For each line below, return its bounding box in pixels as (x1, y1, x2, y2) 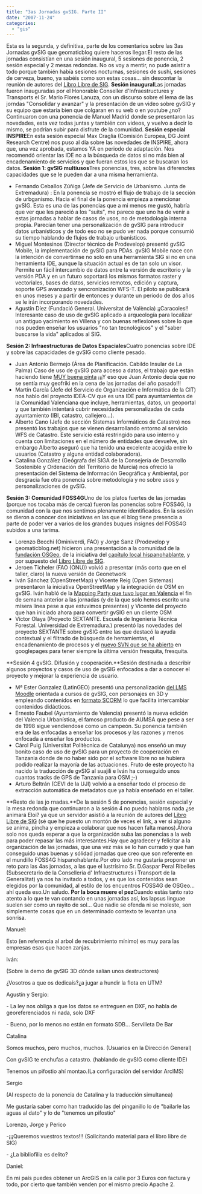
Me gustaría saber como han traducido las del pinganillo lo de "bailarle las (6, 1103, 191, 1110)
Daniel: (6, 1163, 24, 1170)
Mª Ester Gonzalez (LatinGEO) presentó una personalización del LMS (14, 684, 187, 691)
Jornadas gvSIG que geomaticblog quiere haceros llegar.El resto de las (6, 49, 183, 56)
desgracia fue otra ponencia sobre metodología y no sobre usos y (14, 476, 179, 484)
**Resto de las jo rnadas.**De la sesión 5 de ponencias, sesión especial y (6, 798, 192, 805)
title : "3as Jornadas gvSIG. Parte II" (6, 8, 107, 15)
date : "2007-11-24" (6, 15, 55, 21)
